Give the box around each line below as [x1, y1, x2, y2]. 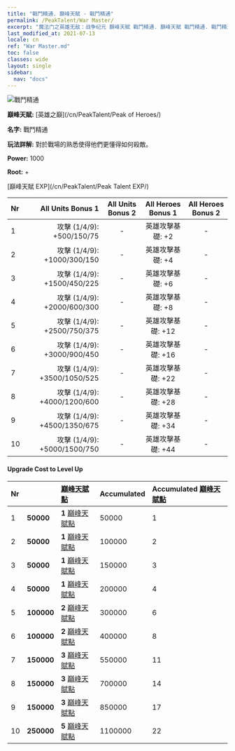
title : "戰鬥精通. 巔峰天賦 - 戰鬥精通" [7, 10, 114, 18]
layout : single [7, 62, 52, 69]
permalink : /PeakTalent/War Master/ [7, 17, 114, 24]
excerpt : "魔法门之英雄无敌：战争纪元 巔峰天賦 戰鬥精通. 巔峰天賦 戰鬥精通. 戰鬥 [7, 23, 222, 30]
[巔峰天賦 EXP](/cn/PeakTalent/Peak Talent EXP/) [7, 182, 149, 191]
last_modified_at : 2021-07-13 [7, 29, 96, 37]
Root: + [7, 168, 29, 176]
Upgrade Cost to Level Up [7, 464, 83, 473]
